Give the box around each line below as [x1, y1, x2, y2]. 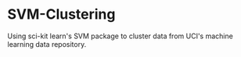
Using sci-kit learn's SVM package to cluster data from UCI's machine [7, 31, 234, 41]
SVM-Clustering [7, 5, 116, 23]
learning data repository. [7, 39, 87, 48]
